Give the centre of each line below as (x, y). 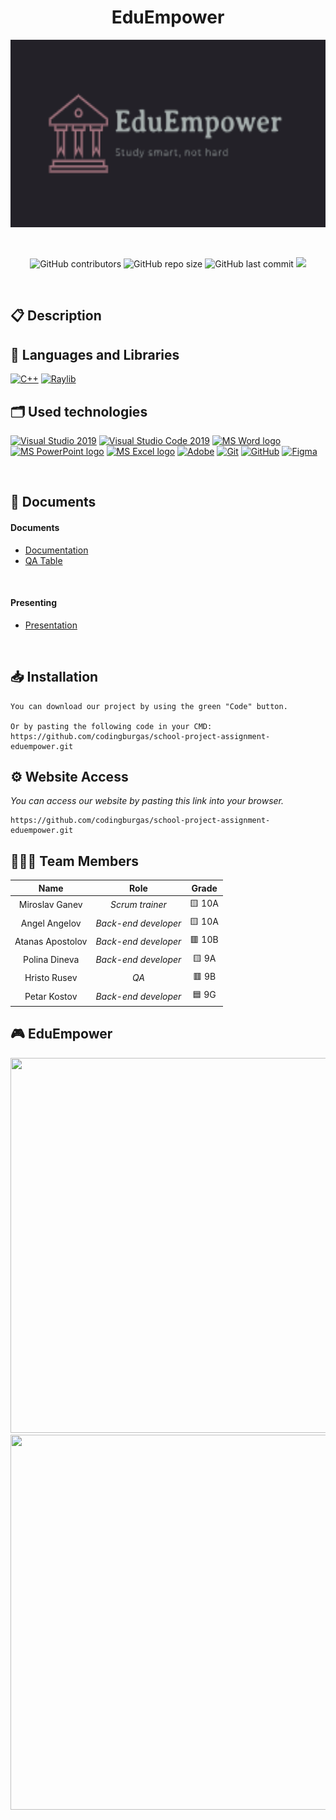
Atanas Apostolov (51, 941)
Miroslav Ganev (50, 905)
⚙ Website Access (69, 776)
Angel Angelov (51, 923)
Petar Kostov (51, 996)
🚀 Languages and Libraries (95, 354)
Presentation (51, 625)
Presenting (34, 603)
